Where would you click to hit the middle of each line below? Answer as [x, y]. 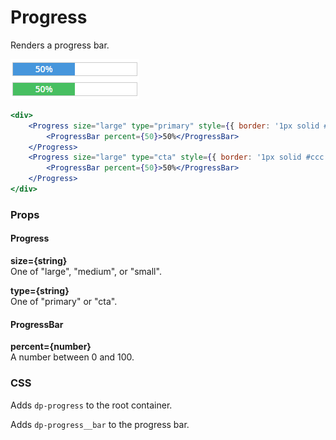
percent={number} [51, 347]
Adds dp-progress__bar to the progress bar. [100, 424]
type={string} [40, 291]
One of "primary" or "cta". [64, 302]
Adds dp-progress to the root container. [91, 405]
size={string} [39, 261]
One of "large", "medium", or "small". [86, 272]
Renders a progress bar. [60, 45]
